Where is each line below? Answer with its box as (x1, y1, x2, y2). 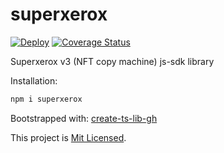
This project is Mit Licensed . (10, 131, 127, 143)
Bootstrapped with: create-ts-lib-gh (10, 112, 158, 124)
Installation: (10, 74, 58, 87)
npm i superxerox (10, 94, 83, 104)
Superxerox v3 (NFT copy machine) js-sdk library (10, 55, 215, 67)
